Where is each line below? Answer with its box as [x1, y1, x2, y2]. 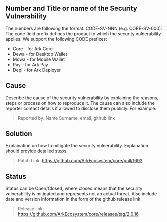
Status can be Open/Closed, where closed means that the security [5, 185, 143, 192]
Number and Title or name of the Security [5, 4, 138, 13]
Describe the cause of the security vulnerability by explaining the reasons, [5, 95, 159, 101]
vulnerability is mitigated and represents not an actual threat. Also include [5, 191, 157, 197]
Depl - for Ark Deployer [12, 67, 61, 73]
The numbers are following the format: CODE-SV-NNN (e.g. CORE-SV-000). [5, 25, 162, 31]
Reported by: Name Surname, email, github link [17, 115, 115, 121]
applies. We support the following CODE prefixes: [5, 36, 108, 42]
